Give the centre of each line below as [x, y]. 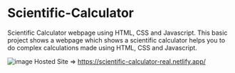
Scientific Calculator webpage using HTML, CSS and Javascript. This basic [117, 33]
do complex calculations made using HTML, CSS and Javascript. [102, 47]
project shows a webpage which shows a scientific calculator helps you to [116, 40]
